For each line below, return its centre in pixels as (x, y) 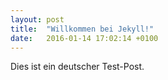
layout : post (37, 19)
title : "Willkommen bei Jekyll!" (82, 29)
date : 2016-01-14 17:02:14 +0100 (84, 38)
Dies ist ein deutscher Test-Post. (77, 67)
